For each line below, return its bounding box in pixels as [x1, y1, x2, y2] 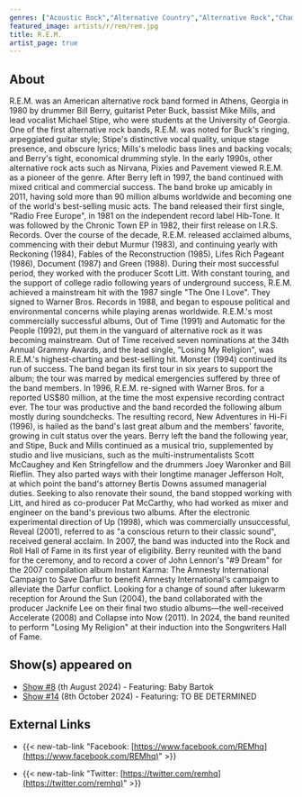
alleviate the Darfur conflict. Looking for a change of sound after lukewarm [9, 584, 286, 594]
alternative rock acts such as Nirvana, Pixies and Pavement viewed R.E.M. [9, 163, 283, 174]
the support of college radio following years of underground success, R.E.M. [9, 277, 292, 288]
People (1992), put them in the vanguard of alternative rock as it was [9, 325, 263, 336]
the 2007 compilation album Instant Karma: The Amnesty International [9, 565, 270, 575]
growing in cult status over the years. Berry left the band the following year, [9, 430, 289, 441]
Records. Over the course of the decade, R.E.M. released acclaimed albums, [9, 230, 292, 240]
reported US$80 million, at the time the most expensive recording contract [9, 393, 285, 403]
